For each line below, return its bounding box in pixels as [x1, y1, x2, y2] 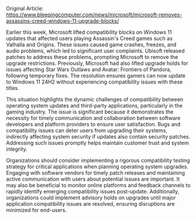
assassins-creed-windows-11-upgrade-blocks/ [6, 18, 119, 24]
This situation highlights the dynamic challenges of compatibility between [6, 96, 184, 103]
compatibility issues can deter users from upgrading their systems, [6, 127, 168, 134]
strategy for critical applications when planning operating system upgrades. [6, 163, 189, 170]
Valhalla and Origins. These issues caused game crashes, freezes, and [6, 41, 177, 48]
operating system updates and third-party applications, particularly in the [6, 102, 183, 109]
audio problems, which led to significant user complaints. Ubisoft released [6, 47, 185, 54]
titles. [6, 85, 19, 91]
